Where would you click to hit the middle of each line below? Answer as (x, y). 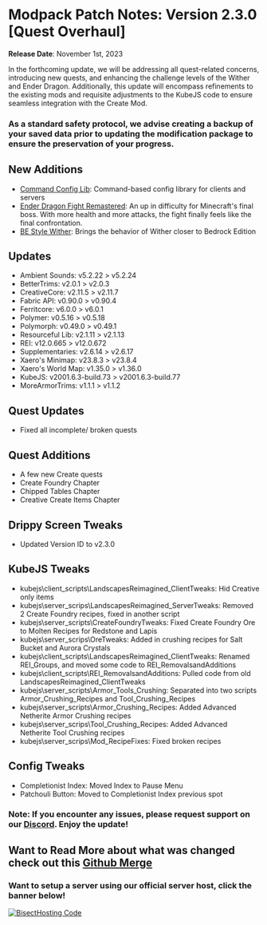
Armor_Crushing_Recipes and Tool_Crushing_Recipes (108, 698)
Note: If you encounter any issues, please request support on (130, 814)
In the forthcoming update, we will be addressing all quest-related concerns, (134, 69)
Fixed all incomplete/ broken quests (79, 430)
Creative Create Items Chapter (70, 500)
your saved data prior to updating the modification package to (131, 133)
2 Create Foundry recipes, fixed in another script (100, 614)
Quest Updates (47, 411)
